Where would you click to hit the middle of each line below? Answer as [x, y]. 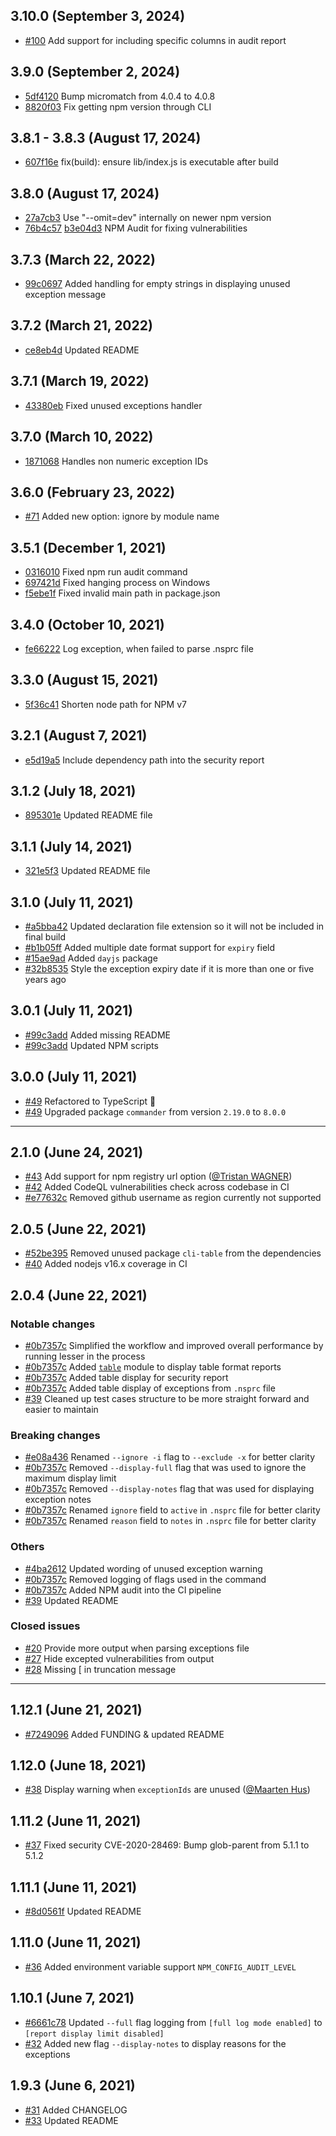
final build [45, 937]
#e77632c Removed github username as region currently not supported [173, 1198]
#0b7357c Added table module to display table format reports [153, 1366]
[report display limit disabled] [94, 2034]
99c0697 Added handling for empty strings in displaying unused [157, 284]
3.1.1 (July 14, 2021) [71, 846]
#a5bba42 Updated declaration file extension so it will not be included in [174, 926]
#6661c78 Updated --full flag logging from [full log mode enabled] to [173, 2022]
